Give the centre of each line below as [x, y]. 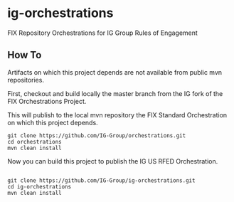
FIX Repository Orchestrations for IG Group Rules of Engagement [102, 33]
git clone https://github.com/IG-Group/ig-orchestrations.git [101, 180]
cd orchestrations [34, 142]
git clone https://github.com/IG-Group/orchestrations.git [97, 135]
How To [25, 55]
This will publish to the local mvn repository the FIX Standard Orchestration [117, 115]
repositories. [26, 80]
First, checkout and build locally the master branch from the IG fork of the [115, 93]
